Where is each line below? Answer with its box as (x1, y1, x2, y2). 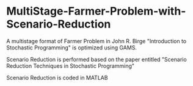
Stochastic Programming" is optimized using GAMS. (6, 44, 137, 51)
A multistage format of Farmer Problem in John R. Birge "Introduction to (6, 37, 187, 45)
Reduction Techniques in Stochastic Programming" (6, 62, 135, 70)
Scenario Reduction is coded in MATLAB (6, 74, 108, 81)
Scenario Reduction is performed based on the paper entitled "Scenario (6, 56, 188, 63)
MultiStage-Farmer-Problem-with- (6, 4, 186, 18)
